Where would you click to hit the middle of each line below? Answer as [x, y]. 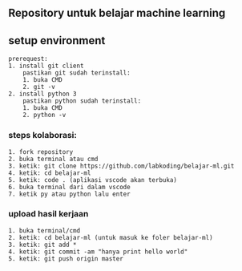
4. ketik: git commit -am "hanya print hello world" [98, 252]
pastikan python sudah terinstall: [82, 101]
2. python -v [44, 115]
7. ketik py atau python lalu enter [69, 194]
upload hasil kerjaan [48, 214]
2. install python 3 [43, 94]
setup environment [57, 40]
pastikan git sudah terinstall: [77, 73]
